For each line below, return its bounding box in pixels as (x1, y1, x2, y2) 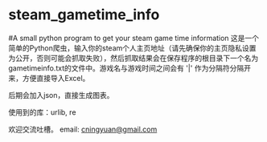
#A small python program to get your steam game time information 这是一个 (8, 33, 260, 43)
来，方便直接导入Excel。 (8, 73, 90, 83)
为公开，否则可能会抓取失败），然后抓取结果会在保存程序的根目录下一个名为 (8, 53, 259, 63)
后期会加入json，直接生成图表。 (8, 90, 114, 99)
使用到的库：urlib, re (8, 107, 76, 117)
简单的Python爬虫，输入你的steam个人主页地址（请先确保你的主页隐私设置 (8, 43, 257, 53)
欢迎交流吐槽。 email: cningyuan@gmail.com (8, 124, 158, 134)
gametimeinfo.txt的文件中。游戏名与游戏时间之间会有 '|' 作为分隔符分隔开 (8, 63, 252, 73)
